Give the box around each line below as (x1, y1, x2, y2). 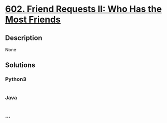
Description (5, 34, 42, 42)
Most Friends (5, 14, 61, 25)
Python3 (5, 76, 26, 82)
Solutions (5, 61, 36, 70)
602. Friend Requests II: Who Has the (5, 3, 162, 15)
